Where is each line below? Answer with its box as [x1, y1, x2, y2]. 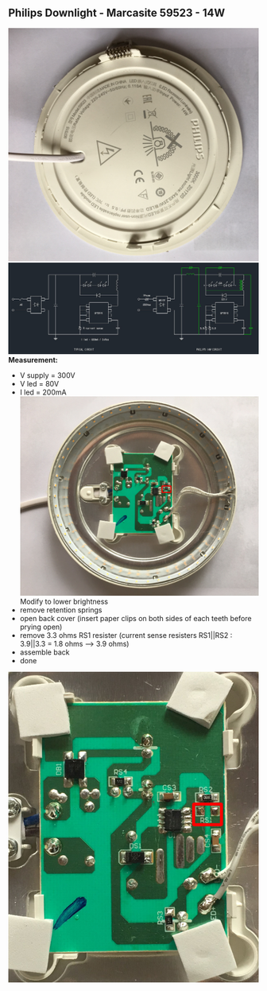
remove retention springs [19, 604, 103, 615]
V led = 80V [19, 379, 60, 388]
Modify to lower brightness [19, 597, 109, 606]
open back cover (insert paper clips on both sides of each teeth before [19, 613, 252, 623]
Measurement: [8, 355, 58, 364]
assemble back [19, 647, 70, 657]
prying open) [19, 622, 63, 632]
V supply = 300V [19, 370, 75, 380]
